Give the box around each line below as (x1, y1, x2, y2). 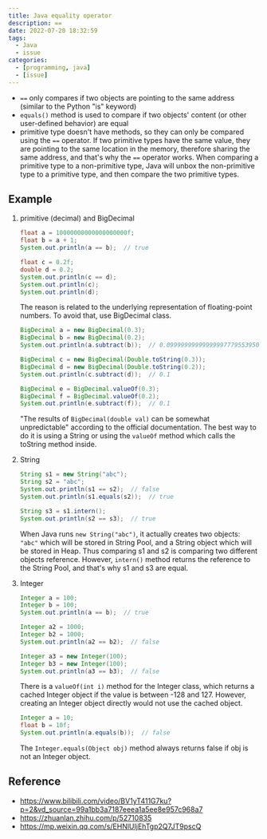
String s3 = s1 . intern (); (19, 507, 106, 515)
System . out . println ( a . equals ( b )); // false (19, 729, 171, 737)
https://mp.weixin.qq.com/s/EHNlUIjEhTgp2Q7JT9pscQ (19, 821, 202, 831)
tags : (8, 34, 26, 42)
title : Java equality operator (8, 11, 112, 20)
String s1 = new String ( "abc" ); (19, 470, 128, 479)
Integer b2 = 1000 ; (19, 631, 85, 639)
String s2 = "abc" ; (19, 478, 85, 486)
